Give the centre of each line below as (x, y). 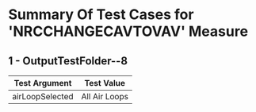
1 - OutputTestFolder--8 (68, 61)
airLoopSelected (43, 97)
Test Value (105, 83)
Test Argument (43, 83)
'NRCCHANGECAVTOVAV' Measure (128, 31)
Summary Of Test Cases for (101, 15)
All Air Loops (105, 97)
